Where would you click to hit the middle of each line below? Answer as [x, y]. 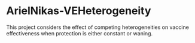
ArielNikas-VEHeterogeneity [79, 11]
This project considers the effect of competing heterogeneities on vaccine [98, 27]
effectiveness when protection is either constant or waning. [80, 33]
